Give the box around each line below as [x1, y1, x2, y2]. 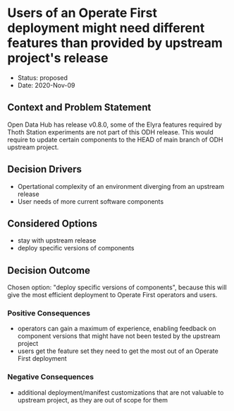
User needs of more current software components [17, 197, 164, 206]
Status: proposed [17, 73, 68, 82]
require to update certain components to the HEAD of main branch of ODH [7, 135, 223, 144]
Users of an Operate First [7, 5, 157, 21]
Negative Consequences [7, 372, 94, 382]
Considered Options [7, 217, 97, 229]
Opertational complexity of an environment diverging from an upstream [17, 182, 224, 190]
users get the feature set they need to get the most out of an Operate [17, 347, 218, 355]
